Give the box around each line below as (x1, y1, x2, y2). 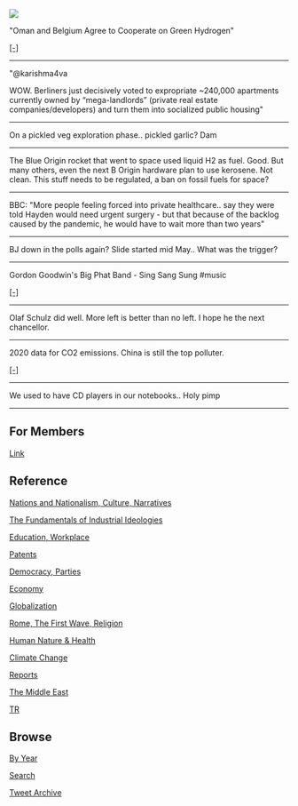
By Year (9, 753, 38, 763)
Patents (9, 548, 37, 559)
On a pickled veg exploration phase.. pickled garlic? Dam (9, 130, 217, 140)
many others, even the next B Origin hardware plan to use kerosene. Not (9, 164, 273, 175)
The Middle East (9, 686, 69, 697)
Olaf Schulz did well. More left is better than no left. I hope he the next (9, 313, 265, 323)
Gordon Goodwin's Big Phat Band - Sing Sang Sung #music (9, 270, 227, 280)
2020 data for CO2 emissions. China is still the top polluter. (9, 347, 224, 358)
